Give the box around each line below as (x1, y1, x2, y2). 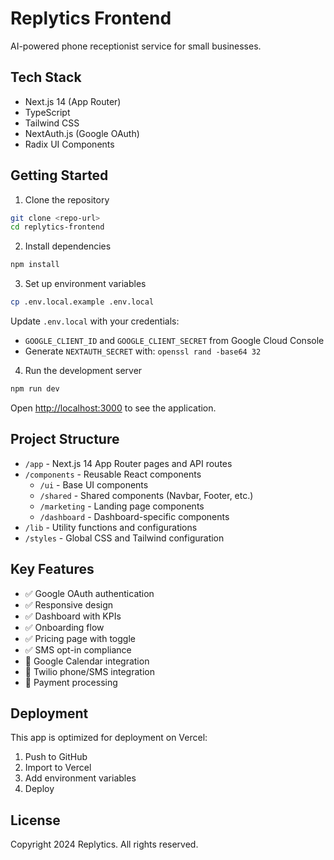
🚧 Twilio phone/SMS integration (24, 665, 155, 677)
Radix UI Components (24, 138, 115, 150)
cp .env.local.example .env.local (10, 297, 155, 307)
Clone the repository (24, 193, 110, 206)
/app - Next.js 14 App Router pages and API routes (24, 457, 233, 469)
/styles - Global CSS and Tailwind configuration (24, 532, 225, 544)
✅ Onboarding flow (24, 621, 105, 633)
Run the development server (24, 365, 143, 377)
